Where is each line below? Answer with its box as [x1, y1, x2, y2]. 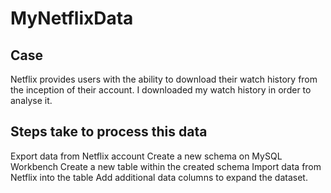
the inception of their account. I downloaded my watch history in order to [10, 84, 312, 96]
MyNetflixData [10, 7, 134, 30]
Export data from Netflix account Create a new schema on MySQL [10, 150, 283, 162]
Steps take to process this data [10, 123, 208, 141]
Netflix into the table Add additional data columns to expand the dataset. [10, 171, 308, 183]
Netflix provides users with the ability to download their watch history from [10, 73, 318, 85]
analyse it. [10, 95, 53, 106]
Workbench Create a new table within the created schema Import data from [10, 160, 322, 172]
